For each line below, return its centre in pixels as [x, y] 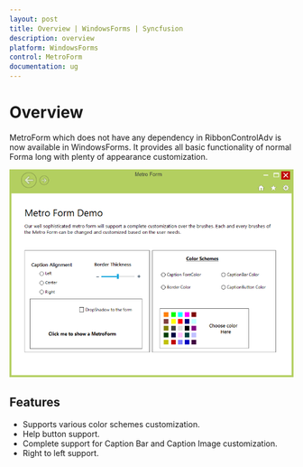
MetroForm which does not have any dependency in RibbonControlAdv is [146, 137]
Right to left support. [60, 453]
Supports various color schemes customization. [111, 424]
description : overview [52, 38]
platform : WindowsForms [54, 48]
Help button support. [61, 434]
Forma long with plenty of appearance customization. [109, 156]
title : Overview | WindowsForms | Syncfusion [96, 28]
